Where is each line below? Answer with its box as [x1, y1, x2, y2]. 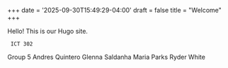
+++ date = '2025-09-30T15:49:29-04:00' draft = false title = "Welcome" [7, 6, 222, 14]
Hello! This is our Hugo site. [7, 27, 89, 35]
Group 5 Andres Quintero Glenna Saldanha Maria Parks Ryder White [7, 53, 205, 61]
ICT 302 [10, 41, 33, 48]
